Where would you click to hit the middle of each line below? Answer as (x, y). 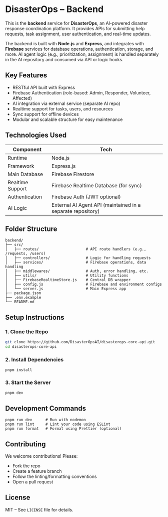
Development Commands (46, 408)
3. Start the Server (28, 382)
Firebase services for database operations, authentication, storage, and (79, 49)
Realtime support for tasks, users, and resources (63, 108)
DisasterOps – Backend (54, 9)
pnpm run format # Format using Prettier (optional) (63, 429)
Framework (21, 166)
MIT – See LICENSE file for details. (39, 509)
